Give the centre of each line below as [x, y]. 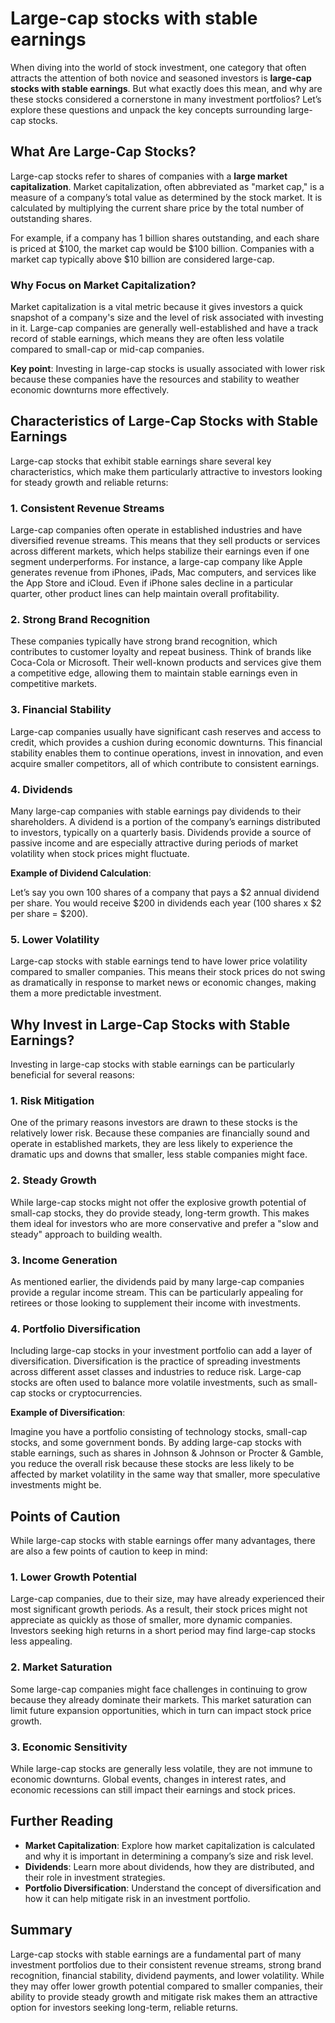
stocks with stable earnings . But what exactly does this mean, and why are [166, 88]
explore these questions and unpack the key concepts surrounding [148, 109]
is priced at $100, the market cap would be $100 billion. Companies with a [162, 248]
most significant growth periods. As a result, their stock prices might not [159, 1609]
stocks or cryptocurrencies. [85, 1393]
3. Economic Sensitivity [69, 1747]
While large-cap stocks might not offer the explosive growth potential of [158, 1202]
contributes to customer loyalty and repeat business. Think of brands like [161, 652]
